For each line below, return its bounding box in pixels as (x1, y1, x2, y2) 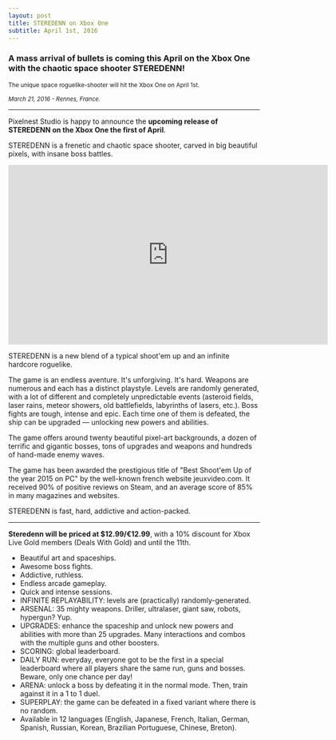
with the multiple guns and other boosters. (19, 638, 160, 647)
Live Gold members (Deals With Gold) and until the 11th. (8, 537, 192, 547)
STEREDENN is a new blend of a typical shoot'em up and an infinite (8, 350, 230, 360)
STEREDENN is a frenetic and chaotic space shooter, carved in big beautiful (8, 140, 258, 150)
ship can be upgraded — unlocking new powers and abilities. (8, 417, 209, 427)
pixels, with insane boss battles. (8, 148, 113, 158)
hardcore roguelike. (8, 359, 73, 369)
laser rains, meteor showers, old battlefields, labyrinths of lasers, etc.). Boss (8, 400, 258, 410)
